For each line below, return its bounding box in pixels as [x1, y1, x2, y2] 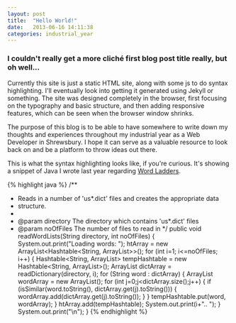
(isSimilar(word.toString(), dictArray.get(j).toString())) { [17, 285, 177, 293]
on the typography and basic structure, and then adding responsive [7, 101, 205, 110]
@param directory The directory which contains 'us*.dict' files [17, 217, 199, 225]
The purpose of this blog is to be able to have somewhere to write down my [7, 122, 228, 131]
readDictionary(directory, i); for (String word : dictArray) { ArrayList [17, 269, 213, 278]
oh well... [7, 62, 40, 72]
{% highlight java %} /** [7, 180, 78, 189]
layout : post [7, 10, 46, 18]
